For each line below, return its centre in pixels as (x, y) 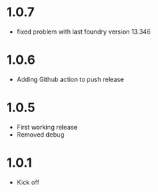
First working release (47, 127)
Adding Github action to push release (70, 79)
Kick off (28, 182)
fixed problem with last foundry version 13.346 (84, 32)
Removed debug (40, 135)
